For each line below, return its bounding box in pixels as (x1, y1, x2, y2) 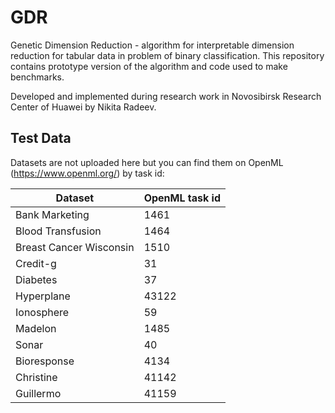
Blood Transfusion (15, 224, 102, 238)
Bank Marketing (15, 207, 90, 221)
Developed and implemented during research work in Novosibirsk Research (10, 90, 322, 102)
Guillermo (15, 386, 62, 400)
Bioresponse (15, 354, 75, 368)
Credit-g (15, 256, 57, 270)
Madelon (15, 321, 57, 335)
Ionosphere (15, 305, 70, 319)
